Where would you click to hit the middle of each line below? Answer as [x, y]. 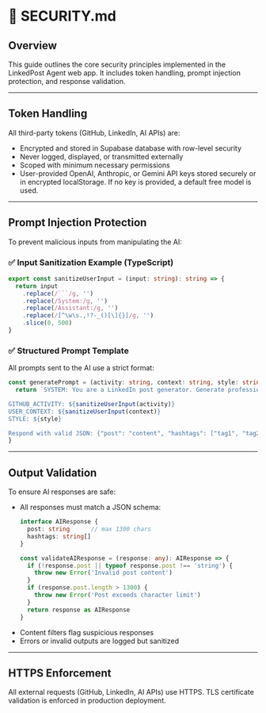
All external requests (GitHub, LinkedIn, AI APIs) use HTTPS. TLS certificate [131, 692]
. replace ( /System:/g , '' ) [65, 301]
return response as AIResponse [79, 610]
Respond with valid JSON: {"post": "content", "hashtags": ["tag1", [123, 433]
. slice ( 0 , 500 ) [47, 323]
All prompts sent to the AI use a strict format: [81, 368]
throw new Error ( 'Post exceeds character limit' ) [118, 595]
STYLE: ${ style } [35, 419]
